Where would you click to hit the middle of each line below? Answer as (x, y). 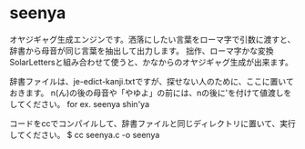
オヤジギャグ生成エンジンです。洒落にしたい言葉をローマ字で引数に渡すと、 (152, 39)
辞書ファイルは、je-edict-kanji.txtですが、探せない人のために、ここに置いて (152, 81)
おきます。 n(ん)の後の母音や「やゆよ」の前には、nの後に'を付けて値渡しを (151, 93)
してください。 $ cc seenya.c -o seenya (85, 134)
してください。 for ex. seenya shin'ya (80, 104)
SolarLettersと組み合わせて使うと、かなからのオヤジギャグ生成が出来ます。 (152, 62)
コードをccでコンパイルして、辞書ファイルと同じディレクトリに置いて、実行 (152, 123)
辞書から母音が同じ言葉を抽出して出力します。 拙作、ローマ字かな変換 (142, 50)
